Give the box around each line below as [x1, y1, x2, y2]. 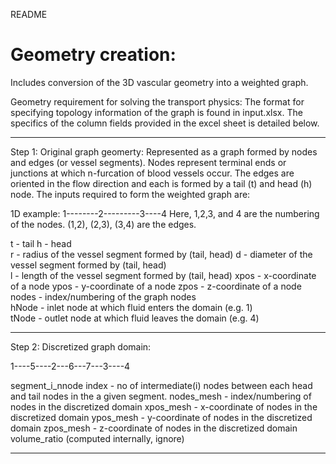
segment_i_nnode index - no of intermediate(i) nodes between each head [10, 379, 313, 391]
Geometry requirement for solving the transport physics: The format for [10, 95, 305, 108]
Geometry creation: [10, 44, 177, 66]
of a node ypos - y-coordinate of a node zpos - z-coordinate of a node [10, 280, 302, 292]
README [10, 9, 48, 20]
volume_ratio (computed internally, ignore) [10, 432, 185, 444]
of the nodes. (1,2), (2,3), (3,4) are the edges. [10, 218, 197, 230]
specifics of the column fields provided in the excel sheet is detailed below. [10, 117, 320, 129]
